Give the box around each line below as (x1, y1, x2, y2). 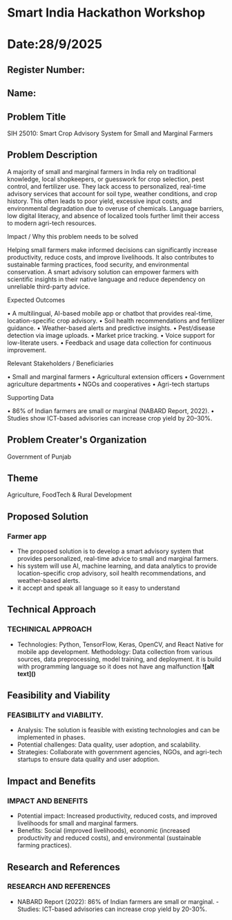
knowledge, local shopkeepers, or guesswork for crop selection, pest (7, 175, 205, 183)
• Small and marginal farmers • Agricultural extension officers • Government (7, 372, 225, 381)
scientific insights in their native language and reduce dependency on (7, 275, 206, 283)
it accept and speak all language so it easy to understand (17, 584, 180, 592)
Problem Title (7, 111, 66, 122)
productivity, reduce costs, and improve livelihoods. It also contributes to (7, 253, 215, 261)
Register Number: (7, 64, 85, 75)
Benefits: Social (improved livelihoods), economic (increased (17, 827, 190, 835)
